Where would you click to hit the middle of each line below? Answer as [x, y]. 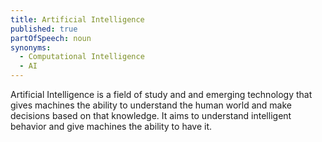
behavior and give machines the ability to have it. [111, 126]
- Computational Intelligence [82, 57]
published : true [44, 29]
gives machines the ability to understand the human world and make [151, 105]
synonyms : [31, 47]
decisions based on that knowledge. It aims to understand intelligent [151, 115]
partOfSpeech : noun [51, 38]
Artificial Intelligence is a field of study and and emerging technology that [161, 94]
